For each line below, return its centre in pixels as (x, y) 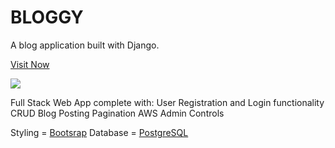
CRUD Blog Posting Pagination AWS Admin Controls (117, 113)
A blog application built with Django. (85, 45)
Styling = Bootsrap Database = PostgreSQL (99, 132)
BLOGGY (47, 17)
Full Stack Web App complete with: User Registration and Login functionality (167, 102)
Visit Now (30, 64)
